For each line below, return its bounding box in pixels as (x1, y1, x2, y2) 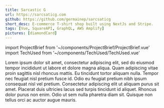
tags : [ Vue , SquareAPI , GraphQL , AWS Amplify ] (5, 26, 104, 31)
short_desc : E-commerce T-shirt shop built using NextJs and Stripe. (5, 21, 154, 27)
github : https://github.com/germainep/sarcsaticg (5, 17, 111, 22)
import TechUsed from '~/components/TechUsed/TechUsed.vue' (5, 50, 140, 56)
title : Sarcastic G (5, 7, 46, 13)
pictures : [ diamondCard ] (5, 31, 57, 36)
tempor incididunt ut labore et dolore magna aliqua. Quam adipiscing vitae (5, 65, 158, 71)
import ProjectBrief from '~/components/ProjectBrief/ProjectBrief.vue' (5, 45, 150, 50)
